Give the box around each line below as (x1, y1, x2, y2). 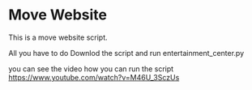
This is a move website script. (8, 32, 108, 42)
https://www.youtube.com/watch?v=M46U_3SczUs (8, 72, 180, 82)
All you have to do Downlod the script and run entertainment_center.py (8, 48, 245, 58)
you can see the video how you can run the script (8, 63, 174, 74)
